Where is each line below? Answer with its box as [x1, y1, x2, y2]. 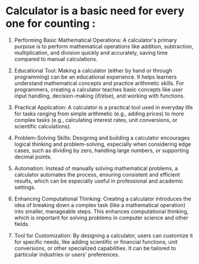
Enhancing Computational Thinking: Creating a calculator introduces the [14, 195, 192, 202]
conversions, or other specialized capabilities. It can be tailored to [14, 244, 176, 252]
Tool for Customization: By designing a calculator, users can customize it [14, 232, 193, 239]
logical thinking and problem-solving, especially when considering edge [14, 140, 191, 147]
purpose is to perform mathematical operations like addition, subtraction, [14, 43, 194, 50]
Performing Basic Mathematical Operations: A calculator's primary [14, 36, 177, 43]
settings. [14, 183, 36, 191]
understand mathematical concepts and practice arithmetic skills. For [14, 79, 185, 87]
